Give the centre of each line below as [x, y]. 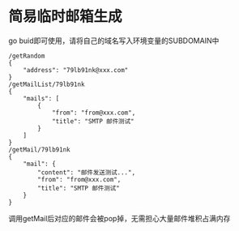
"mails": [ [41, 98]
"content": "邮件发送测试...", [87, 172]
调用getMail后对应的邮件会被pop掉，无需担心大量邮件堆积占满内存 [119, 218]
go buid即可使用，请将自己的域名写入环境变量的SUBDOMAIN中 [114, 41]
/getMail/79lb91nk [39, 150]
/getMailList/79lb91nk [47, 84]
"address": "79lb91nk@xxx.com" [76, 70]
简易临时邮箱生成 [66, 17]
